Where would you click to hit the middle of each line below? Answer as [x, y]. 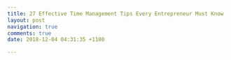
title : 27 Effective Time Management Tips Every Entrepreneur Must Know [115, 14]
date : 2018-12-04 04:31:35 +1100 [56, 40]
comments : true [29, 33]
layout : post [26, 20]
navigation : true [33, 27]
